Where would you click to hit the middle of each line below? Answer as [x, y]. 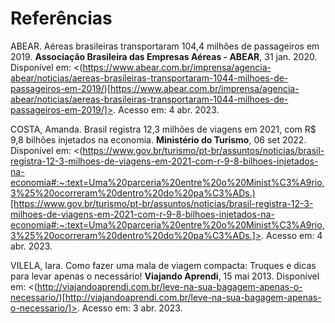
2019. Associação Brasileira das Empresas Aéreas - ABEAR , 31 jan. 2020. [164, 56]
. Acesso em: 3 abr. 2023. [129, 308]
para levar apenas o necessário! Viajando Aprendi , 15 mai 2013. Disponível [165, 276]
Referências [61, 18]
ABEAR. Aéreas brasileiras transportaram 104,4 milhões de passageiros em [165, 46]
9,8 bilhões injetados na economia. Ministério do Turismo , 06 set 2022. [158, 139]
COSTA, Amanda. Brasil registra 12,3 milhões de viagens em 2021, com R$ [163, 129]
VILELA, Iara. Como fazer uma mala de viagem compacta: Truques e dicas [163, 265]
